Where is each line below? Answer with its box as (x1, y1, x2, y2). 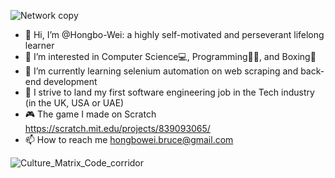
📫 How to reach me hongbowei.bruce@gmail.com (24, 134, 234, 145)
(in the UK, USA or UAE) (24, 97, 125, 109)
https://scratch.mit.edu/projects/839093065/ (24, 123, 211, 134)
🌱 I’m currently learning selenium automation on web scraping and (24, 65, 299, 77)
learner (24, 40, 55, 51)
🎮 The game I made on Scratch (24, 108, 157, 120)
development (43, 76, 98, 87)
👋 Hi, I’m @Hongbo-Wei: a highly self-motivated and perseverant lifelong (24, 29, 325, 40)
